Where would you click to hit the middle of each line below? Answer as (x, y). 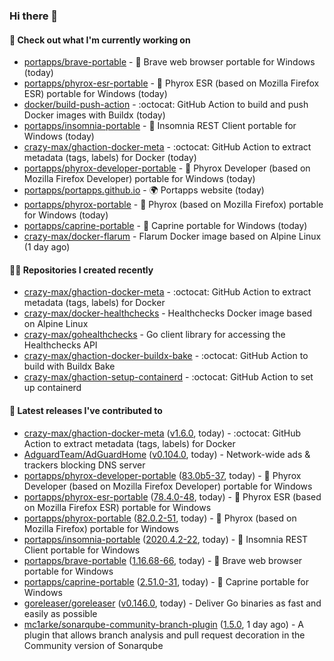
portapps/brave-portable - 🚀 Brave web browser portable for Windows (169, 62)
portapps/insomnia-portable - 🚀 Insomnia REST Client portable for (160, 126)
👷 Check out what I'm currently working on (100, 40)
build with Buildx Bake (69, 366)
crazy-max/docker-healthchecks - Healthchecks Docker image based (168, 313)
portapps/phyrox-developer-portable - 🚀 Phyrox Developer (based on (167, 168)
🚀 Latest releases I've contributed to (86, 410)
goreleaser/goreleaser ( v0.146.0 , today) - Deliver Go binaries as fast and (172, 603)
